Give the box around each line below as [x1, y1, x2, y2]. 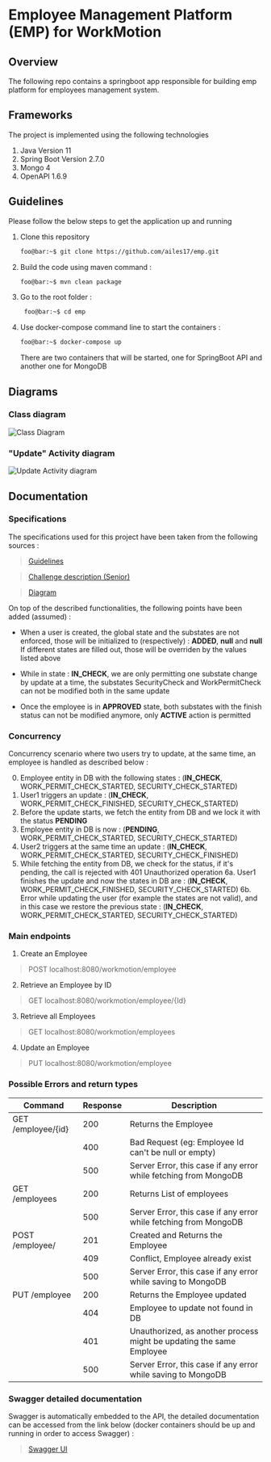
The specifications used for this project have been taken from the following [8, 532, 258, 541]
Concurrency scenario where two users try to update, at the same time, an [8, 749, 256, 759]
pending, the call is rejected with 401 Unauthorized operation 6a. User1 [19, 867, 256, 878]
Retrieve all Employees [19, 1012, 96, 1022]
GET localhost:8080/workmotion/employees [27, 1027, 176, 1037]
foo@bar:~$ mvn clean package [19, 277, 123, 286]
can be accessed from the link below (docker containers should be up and [8, 1420, 256, 1430]
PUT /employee [12, 1289, 72, 1300]
